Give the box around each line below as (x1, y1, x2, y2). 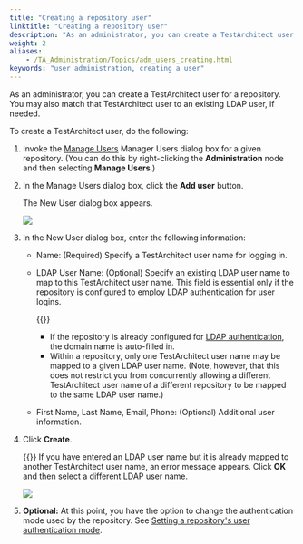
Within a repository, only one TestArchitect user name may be (49, 350, 281, 361)
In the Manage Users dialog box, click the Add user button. (22, 180, 244, 190)
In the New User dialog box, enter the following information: (22, 232, 247, 243)
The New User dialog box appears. (22, 197, 153, 209)
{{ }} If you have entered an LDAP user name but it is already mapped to (22, 451, 289, 462)
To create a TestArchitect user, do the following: (9, 125, 189, 136)
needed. (9, 108, 41, 119)
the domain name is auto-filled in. (49, 341, 175, 352)
